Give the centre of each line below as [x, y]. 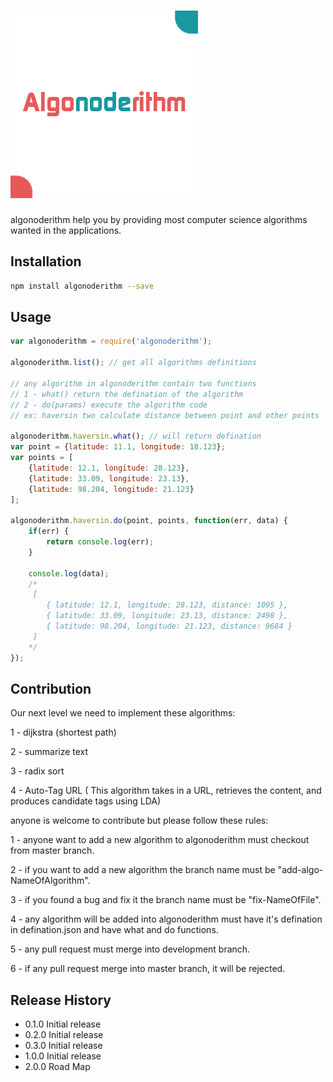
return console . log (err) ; [100, 542]
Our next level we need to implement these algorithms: [123, 713]
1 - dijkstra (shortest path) [63, 732]
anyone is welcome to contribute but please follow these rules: [139, 821]
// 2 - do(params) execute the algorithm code [109, 405]
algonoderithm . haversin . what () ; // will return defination [136, 436]
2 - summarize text [49, 752]
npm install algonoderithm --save [82, 286]
